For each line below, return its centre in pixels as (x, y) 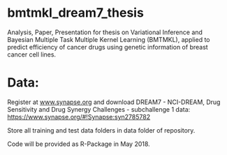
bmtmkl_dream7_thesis (76, 13)
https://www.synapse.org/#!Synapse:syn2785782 (79, 117)
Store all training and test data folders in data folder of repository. (101, 130)
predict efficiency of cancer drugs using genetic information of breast (108, 47)
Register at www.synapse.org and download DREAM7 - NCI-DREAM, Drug (114, 102)
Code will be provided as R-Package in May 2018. (79, 144)
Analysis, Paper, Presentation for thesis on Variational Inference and (105, 32)
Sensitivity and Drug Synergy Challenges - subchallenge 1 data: (99, 109)
